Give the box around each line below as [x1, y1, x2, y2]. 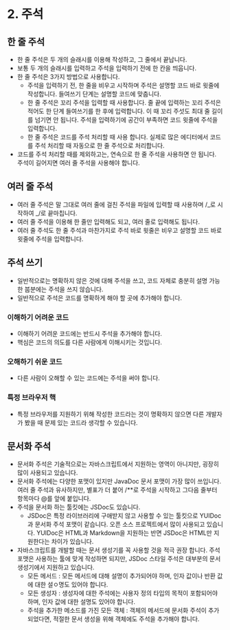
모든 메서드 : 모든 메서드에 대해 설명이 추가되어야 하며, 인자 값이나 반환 [27, 572, 216, 580]
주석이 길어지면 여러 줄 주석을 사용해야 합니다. [16, 159, 141, 167]
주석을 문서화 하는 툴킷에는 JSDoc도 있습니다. [16, 503, 141, 512]
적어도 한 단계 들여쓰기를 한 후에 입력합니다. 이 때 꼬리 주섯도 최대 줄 [27, 107, 211, 115]
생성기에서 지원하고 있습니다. [16, 563, 95, 571]
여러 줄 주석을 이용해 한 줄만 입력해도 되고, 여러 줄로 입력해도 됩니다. [16, 218, 200, 226]
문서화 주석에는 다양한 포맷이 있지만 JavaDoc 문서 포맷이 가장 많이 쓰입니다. [16, 477, 222, 485]
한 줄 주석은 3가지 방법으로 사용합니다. [16, 73, 120, 81]
